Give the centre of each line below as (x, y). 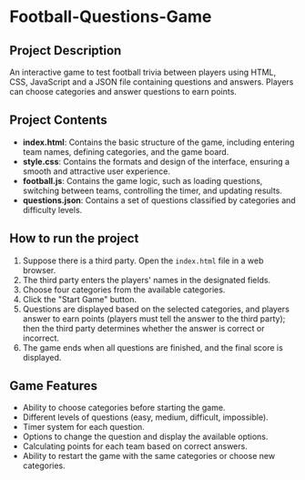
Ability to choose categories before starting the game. (124, 408)
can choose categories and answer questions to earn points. (123, 92)
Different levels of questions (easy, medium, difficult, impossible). (145, 417)
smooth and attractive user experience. (97, 171)
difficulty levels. (52, 209)
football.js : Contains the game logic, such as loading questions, (142, 180)
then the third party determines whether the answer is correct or (143, 328)
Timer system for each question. (84, 427)
